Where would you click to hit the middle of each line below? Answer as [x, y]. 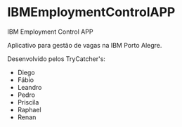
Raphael [29, 109]
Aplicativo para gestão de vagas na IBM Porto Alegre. [85, 45]
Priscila [28, 102]
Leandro [30, 87]
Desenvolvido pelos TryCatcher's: [56, 59]
